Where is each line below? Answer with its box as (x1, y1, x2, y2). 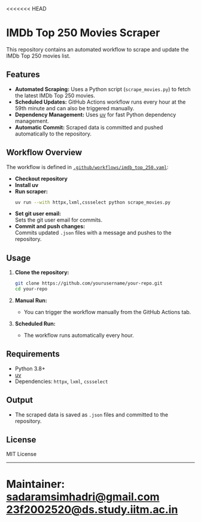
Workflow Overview (6, 147, 83, 158)
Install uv (14, 181, 39, 188)
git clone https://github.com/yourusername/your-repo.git (14, 280, 163, 286)
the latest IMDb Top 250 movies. (14, 92, 96, 99)
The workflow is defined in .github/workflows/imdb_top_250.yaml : (6, 163, 169, 170)
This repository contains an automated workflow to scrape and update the (6, 46, 189, 53)
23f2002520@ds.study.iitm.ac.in (6, 503, 178, 516)
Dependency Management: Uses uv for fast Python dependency (14, 111, 176, 118)
